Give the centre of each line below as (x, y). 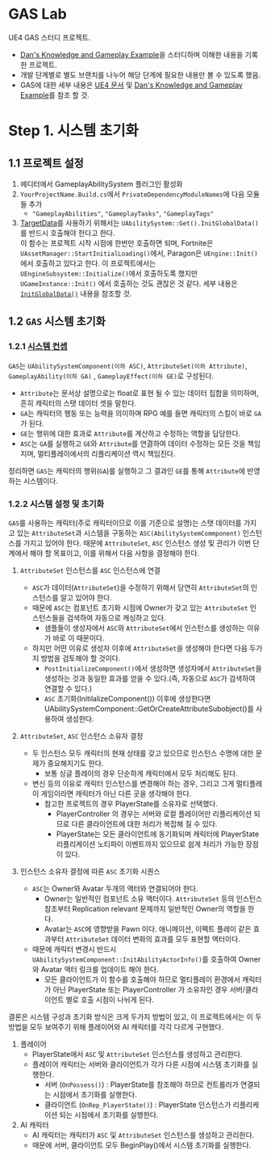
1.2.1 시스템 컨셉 (38, 347)
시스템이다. (41, 481)
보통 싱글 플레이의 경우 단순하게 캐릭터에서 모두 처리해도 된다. (141, 773)
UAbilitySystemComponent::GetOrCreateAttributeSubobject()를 (149, 709)
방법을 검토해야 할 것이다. (81, 658)
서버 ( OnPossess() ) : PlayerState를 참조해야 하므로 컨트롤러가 (142, 1084)
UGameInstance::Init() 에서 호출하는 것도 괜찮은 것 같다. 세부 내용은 (129, 283)
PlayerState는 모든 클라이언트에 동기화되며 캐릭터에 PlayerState (158, 834)
